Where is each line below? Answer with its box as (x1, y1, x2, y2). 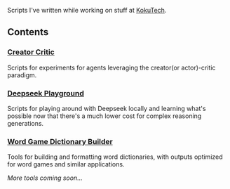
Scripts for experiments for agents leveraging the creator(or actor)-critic (7, 63, 216, 72)
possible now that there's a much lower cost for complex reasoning (7, 112, 202, 120)
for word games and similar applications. (7, 160, 125, 169)
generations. (7, 119, 44, 127)
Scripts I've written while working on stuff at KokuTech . (7, 6, 167, 14)
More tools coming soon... (7, 174, 83, 182)
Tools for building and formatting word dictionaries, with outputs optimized (7, 152, 223, 161)
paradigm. (7, 70, 37, 79)
